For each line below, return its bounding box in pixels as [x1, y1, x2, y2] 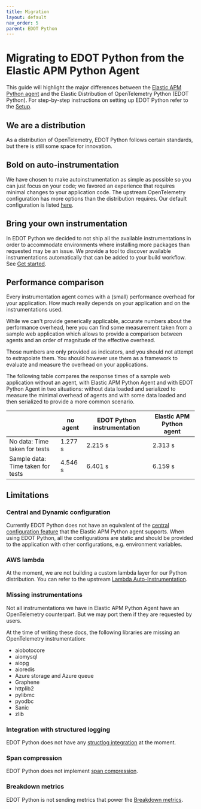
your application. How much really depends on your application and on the [6, 300, 190, 307]
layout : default [6, 14, 47, 20]
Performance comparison [6, 277, 104, 288]
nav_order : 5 [6, 20, 39, 26]
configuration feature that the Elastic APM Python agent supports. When [6, 528, 184, 535]
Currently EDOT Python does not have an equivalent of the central [6, 522, 169, 529]
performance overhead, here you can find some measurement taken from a [6, 324, 193, 331]
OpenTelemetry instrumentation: [6, 635, 86, 642]
